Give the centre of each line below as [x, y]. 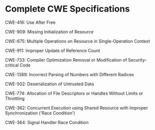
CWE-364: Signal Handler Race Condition [47, 122]
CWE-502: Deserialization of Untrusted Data [49, 84]
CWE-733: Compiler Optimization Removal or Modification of [66, 60]
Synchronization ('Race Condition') [40, 113]
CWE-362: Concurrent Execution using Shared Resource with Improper [77, 108]
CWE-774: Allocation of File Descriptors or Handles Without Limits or [74, 93]
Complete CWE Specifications [68, 9]
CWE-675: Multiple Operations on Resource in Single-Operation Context [77, 41]
